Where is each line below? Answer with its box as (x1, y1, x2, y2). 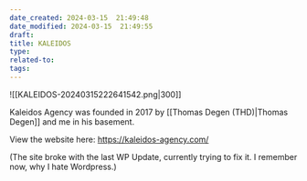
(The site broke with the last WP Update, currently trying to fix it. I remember (9, 151, 298, 162)
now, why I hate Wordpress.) (9, 161, 117, 172)
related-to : (9, 55, 55, 65)
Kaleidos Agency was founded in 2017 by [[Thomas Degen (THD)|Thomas (9, 106, 289, 117)
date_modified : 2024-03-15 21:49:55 (9, 22, 153, 31)
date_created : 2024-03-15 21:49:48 (9, 13, 149, 23)
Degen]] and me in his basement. (9, 116, 135, 127)
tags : (9, 65, 30, 74)
